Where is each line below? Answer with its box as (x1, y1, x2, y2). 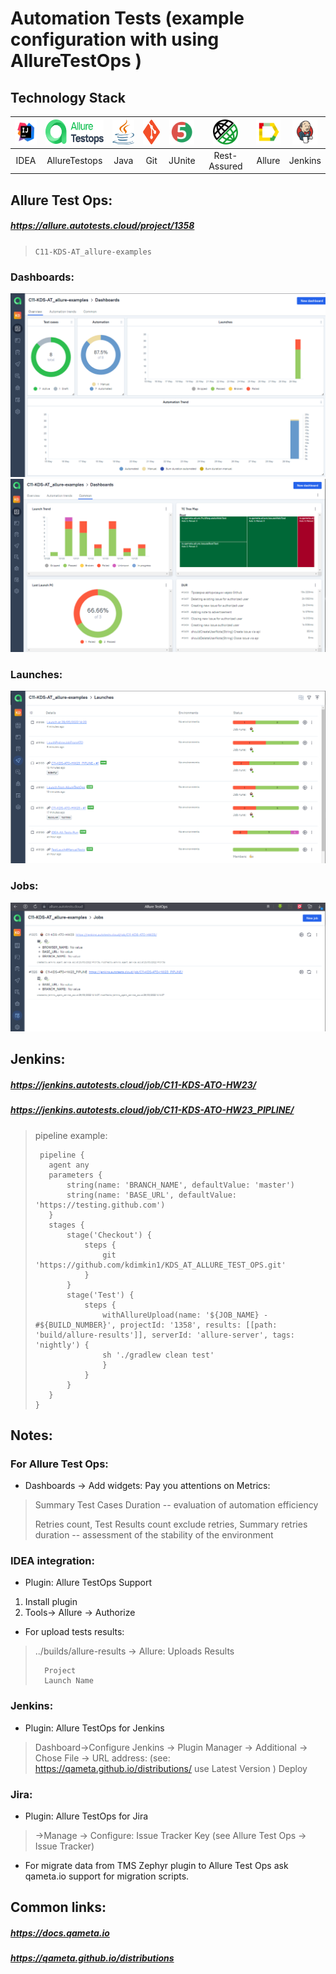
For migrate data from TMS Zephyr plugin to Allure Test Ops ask (24, 1860, 289, 1872)
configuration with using (10, 28, 220, 51)
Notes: (10, 1427, 53, 1444)
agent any (48, 1160, 90, 1170)
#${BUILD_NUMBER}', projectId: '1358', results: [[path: (34, 1320, 278, 1330)
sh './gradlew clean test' (102, 1350, 215, 1360)
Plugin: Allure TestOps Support (24, 1577, 153, 1589)
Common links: (10, 1899, 107, 1916)
